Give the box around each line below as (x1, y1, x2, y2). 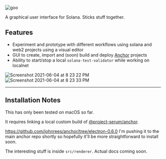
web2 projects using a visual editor (12, 47, 84, 53)
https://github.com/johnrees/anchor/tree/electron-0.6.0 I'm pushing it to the (5, 128, 160, 134)
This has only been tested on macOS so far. (5, 109, 94, 115)
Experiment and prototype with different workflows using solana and (12, 41, 152, 47)
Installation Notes (5, 96, 61, 104)
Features (5, 29, 33, 37)
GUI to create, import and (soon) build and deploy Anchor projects (12, 52, 147, 58)
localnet (12, 62, 29, 68)
